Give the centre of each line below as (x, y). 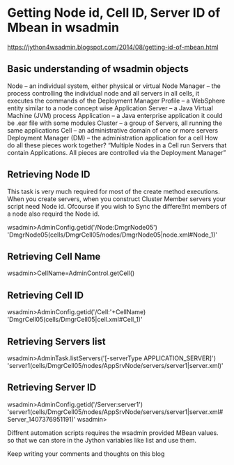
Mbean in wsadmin (63, 28)
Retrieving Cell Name (54, 256)
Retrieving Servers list (56, 341)
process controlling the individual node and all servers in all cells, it (103, 93)
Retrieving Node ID (49, 175)
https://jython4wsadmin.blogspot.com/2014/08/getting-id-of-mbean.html (113, 47)
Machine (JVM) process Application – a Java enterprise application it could (115, 115)
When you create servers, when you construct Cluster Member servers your (117, 199)
